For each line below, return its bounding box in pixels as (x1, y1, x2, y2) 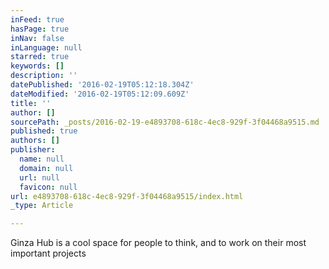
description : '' (10, 71, 78, 81)
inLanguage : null (10, 42, 83, 53)
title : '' (10, 98, 52, 108)
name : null (19, 154, 65, 164)
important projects (10, 247, 87, 260)
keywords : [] (10, 61, 65, 71)
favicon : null (19, 182, 78, 192)
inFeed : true (10, 14, 65, 25)
